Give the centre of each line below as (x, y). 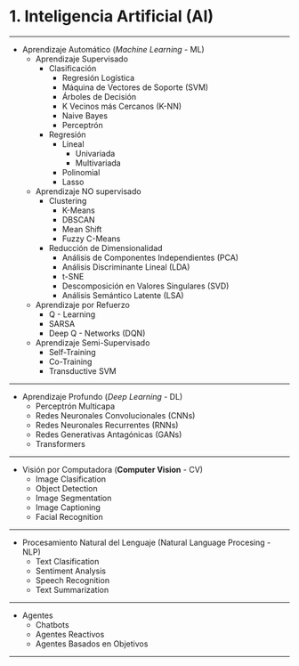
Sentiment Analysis (71, 571)
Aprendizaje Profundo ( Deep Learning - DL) (102, 396)
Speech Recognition (72, 580)
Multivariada (98, 163)
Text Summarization (72, 589)
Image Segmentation (73, 498)
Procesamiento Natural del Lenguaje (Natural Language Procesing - (146, 542)
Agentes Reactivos (70, 634)
